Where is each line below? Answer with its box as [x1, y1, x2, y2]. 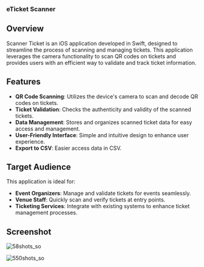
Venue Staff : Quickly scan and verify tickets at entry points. [15, 196, 166, 203]
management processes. [15, 209, 78, 217]
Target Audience [6, 161, 71, 172]
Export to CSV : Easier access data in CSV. [15, 144, 122, 152]
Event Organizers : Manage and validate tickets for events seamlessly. [15, 190, 191, 197]
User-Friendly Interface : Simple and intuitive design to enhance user [15, 131, 189, 138]
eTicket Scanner [6, 5, 56, 13]
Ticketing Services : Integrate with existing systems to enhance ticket [15, 203, 190, 210]
